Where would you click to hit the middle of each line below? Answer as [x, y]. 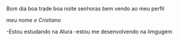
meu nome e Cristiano [34, 20]
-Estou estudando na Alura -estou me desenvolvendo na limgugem [89, 31]
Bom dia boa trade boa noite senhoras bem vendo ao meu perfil [85, 9]
